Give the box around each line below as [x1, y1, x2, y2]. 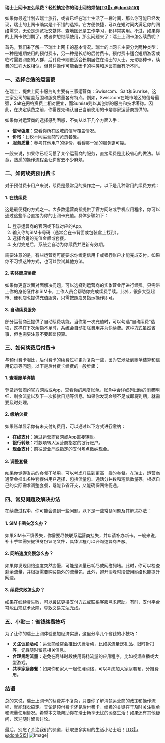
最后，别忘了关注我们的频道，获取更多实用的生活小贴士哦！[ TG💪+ [5, 726, 139, 732]
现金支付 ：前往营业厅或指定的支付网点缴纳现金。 [12, 446, 111, 452]
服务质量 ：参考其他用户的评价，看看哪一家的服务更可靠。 [12, 140, 129, 146]
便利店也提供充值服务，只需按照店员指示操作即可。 [13, 295, 117, 300]
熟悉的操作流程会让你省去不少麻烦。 [13, 157, 87, 163]
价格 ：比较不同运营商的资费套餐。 [12, 134, 82, 140]
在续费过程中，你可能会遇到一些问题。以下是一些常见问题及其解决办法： [5, 508, 151, 514]
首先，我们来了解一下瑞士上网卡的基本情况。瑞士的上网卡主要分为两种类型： [5, 44, 160, 50]
